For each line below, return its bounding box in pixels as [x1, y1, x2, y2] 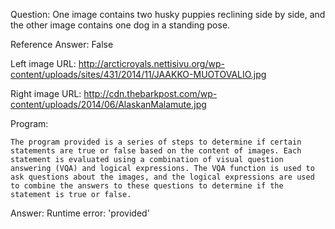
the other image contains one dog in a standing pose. [10, 19, 231, 31]
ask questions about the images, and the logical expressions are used [10, 172, 315, 182]
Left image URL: [10, 58, 77, 69]
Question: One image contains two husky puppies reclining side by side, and [10, 9, 326, 20]
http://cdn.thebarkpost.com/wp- [83, 88, 218, 99]
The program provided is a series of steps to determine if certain [10, 137, 302, 147]
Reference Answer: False [10, 39, 114, 50]
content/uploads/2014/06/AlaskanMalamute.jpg [10, 99, 207, 110]
